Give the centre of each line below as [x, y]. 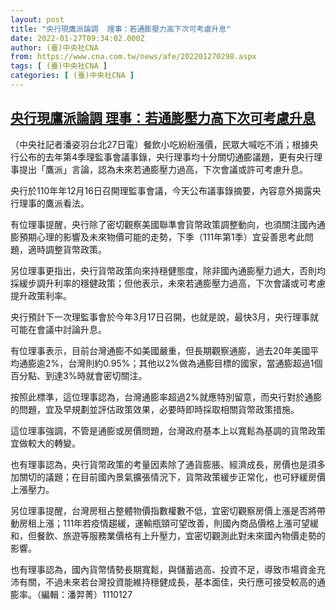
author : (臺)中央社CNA [54, 47]
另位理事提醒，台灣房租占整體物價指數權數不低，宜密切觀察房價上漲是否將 [163, 510]
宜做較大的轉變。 [45, 443]
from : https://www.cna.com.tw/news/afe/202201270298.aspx [133, 57]
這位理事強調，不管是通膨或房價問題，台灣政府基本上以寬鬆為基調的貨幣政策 [168, 430]
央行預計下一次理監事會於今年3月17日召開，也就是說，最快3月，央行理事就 [164, 317]
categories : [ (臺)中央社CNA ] [72, 76]
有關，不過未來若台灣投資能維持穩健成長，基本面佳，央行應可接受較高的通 [172, 582]
